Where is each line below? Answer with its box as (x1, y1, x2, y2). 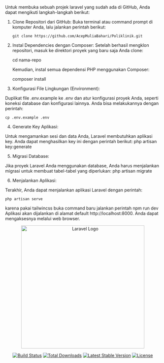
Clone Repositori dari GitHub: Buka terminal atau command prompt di (12, 19, 153, 25)
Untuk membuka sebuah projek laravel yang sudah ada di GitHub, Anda (5, 4, 150, 10)
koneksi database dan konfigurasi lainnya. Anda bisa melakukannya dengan (5, 100, 159, 106)
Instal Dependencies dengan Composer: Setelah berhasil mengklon (12, 42, 149, 48)
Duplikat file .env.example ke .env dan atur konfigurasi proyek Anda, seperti (5, 95, 159, 101)
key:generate (5, 144, 32, 150)
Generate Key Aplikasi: (12, 124, 59, 129)
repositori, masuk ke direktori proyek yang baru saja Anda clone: (12, 48, 144, 53)
